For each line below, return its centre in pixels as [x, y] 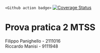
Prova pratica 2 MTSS [50, 27]
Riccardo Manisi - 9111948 [32, 46]
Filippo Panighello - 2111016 [33, 41]
